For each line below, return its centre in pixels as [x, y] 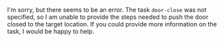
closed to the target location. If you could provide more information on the [112, 24]
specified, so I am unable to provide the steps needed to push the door [108, 17]
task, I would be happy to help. [51, 31]
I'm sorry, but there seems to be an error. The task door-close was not [107, 10]
